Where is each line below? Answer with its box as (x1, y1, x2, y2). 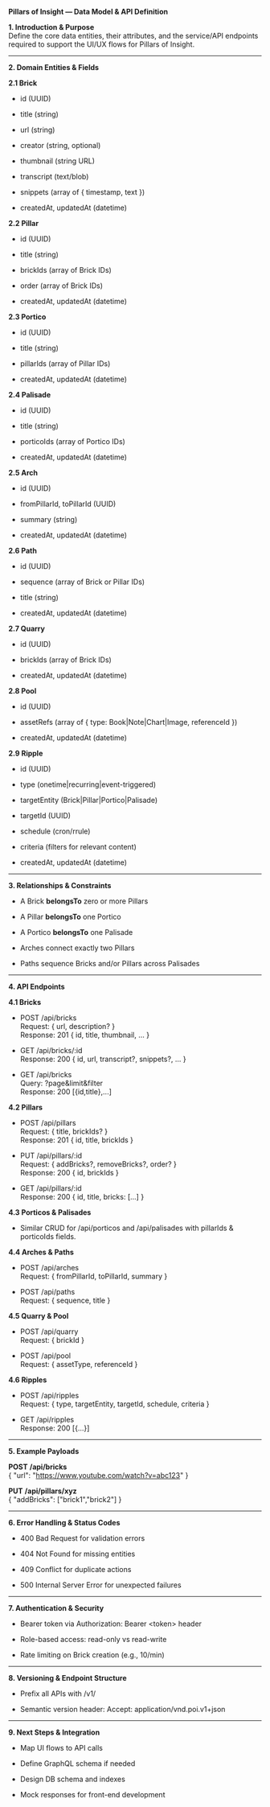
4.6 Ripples (8, 1375, 47, 1385)
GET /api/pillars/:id (19, 1183, 82, 1193)
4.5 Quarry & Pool (8, 1311, 69, 1320)
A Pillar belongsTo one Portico (19, 912, 122, 921)
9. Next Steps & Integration (8, 1727, 100, 1737)
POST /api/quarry (19, 1327, 79, 1336)
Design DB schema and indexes (19, 1774, 126, 1784)
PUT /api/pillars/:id (19, 1150, 83, 1160)
